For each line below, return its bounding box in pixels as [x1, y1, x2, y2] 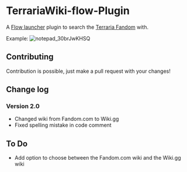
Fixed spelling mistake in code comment [14, 122, 112, 129]
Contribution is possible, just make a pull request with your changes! [6, 68, 171, 75]
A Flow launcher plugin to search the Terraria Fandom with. [6, 23, 149, 31]
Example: [6, 35, 29, 42]
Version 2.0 [6, 102, 40, 110]
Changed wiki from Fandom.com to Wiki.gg [14, 116, 119, 123]
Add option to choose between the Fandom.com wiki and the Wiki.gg [14, 154, 181, 161]
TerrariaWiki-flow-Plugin [6, 4, 130, 18]
